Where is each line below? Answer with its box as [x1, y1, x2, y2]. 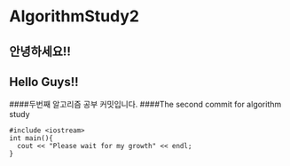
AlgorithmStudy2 [9, 6, 140, 27]
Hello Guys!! [9, 74, 79, 90]
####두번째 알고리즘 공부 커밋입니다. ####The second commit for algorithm [9, 99, 282, 110]
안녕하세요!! [9, 43, 71, 59]
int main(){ [9, 134, 53, 143]
